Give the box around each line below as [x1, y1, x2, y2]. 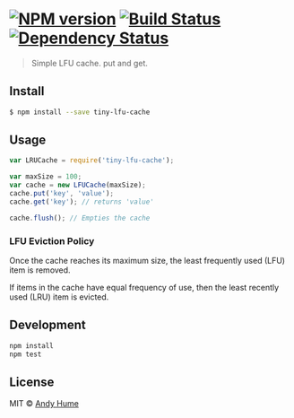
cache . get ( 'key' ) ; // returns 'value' [9, 197, 154, 206]
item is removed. [9, 265, 71, 275]
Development [9, 318, 87, 333]
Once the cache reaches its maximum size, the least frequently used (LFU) [9, 255, 285, 266]
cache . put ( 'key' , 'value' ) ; [9, 189, 115, 198]
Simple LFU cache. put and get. [30, 57, 148, 68]
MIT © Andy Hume [9, 398, 79, 409]
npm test [9, 350, 42, 359]
